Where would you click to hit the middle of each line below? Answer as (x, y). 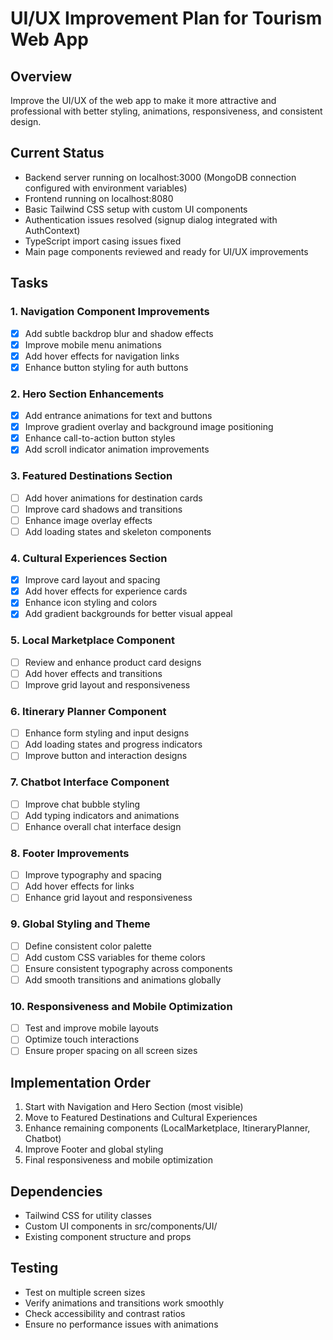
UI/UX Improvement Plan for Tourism (166, 18)
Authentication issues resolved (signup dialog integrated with (151, 219)
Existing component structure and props (108, 1236)
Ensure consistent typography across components (128, 968)
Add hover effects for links (79, 886)
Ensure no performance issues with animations (121, 1324)
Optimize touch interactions (82, 1039)
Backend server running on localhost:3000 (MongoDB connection (160, 177)
